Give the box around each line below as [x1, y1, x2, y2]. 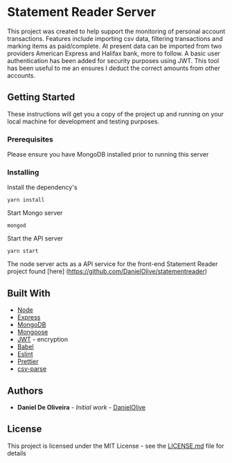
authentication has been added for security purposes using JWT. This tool [7, 56, 220, 64]
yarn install [7, 197, 45, 204]
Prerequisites [7, 134, 53, 144]
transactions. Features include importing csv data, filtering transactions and [7, 34, 223, 42]
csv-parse [17, 365, 47, 373]
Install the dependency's [7, 183, 78, 191]
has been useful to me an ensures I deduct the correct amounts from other [7, 64, 220, 72]
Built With [7, 287, 51, 299]
